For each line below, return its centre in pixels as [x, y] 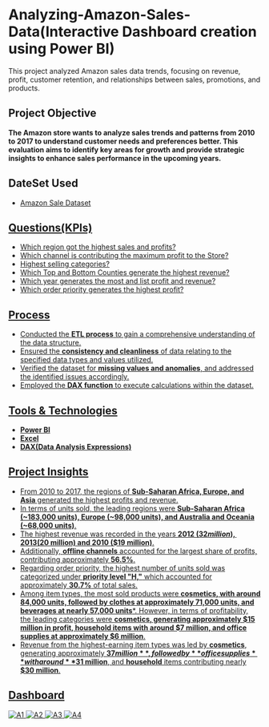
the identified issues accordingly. [74, 377]
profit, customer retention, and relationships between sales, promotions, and [134, 79]
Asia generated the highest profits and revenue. [99, 499]
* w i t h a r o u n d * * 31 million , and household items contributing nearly [133, 661]
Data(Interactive [64, 32]
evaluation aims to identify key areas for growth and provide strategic [126, 149]
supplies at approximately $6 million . [82, 636]
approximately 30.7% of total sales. [79, 585]
